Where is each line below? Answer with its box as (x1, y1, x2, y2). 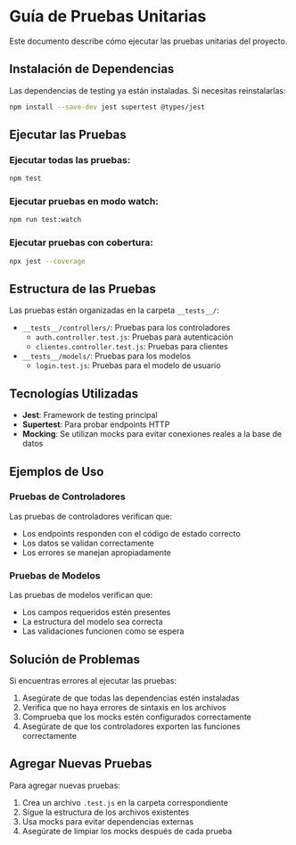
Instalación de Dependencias (9, 62, 175, 77)
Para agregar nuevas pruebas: (9, 780, 120, 791)
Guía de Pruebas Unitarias (9, 6, 207, 27)
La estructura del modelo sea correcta (21, 617, 163, 628)
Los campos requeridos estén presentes (21, 607, 171, 618)
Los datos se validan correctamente (21, 537, 154, 548)
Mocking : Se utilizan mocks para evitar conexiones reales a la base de (21, 429, 283, 439)
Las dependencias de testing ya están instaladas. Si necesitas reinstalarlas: (9, 85, 287, 95)
